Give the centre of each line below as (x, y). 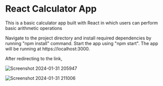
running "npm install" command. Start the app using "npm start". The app (82, 43)
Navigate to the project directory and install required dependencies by (78, 38)
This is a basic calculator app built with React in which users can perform (81, 23)
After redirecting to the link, (34, 58)
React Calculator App (51, 9)
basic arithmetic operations (34, 28)
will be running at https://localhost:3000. (48, 49)
